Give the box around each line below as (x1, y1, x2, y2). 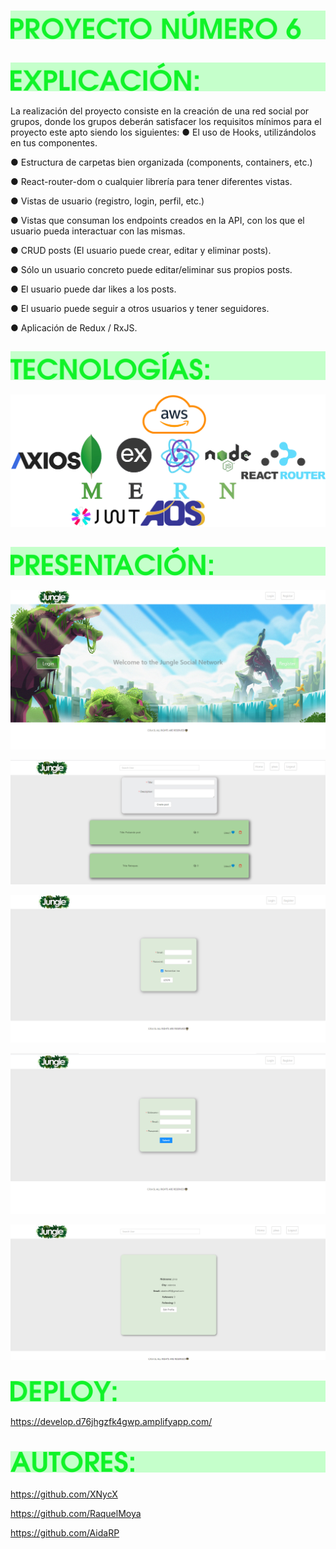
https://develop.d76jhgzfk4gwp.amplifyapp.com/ (10, 1415, 213, 1427)
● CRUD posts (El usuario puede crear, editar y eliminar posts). (10, 244, 272, 256)
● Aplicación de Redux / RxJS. (10, 321, 138, 334)
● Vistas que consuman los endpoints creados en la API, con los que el (10, 214, 305, 226)
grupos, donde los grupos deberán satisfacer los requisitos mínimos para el (10, 115, 322, 127)
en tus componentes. (10, 136, 98, 149)
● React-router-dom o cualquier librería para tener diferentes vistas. (10, 175, 293, 187)
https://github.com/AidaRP (10, 1526, 120, 1539)
